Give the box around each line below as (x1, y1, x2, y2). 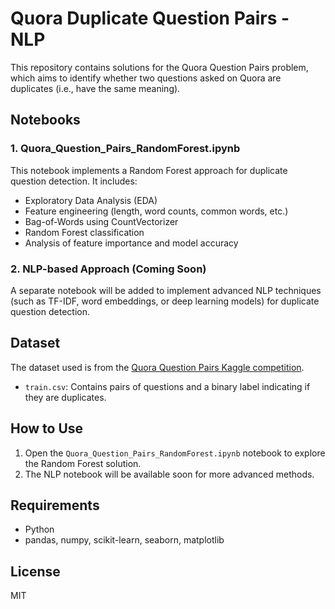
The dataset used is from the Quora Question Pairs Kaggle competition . (10, 361, 305, 373)
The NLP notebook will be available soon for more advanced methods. (24, 468, 315, 480)
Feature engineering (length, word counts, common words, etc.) (24, 205, 289, 217)
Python (24, 523, 55, 536)
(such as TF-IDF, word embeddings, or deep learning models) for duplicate (10, 295, 320, 307)
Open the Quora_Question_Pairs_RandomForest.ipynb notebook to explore (24, 447, 326, 459)
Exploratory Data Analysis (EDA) (24, 194, 158, 206)
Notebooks (10, 112, 81, 129)
